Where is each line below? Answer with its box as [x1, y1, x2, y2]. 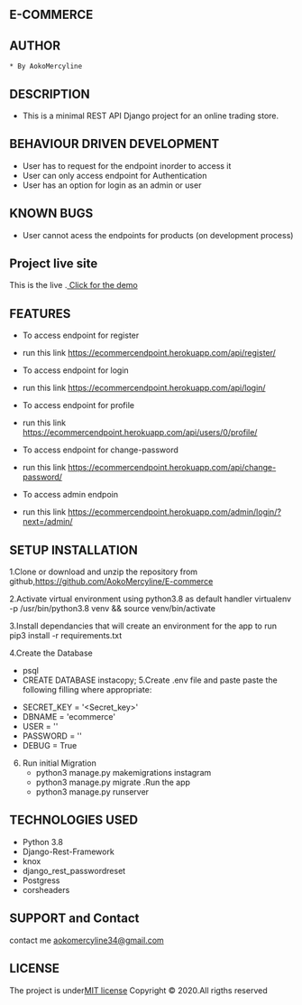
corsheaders [22, 884, 70, 895]
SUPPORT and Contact [9, 911, 140, 926]
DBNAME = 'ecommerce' [22, 712, 115, 722]
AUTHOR [9, 38, 61, 53]
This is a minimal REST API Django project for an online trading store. [22, 110, 279, 121]
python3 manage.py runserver [35, 786, 150, 797]
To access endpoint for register [22, 330, 140, 341]
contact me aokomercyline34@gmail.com [9, 935, 164, 945]
